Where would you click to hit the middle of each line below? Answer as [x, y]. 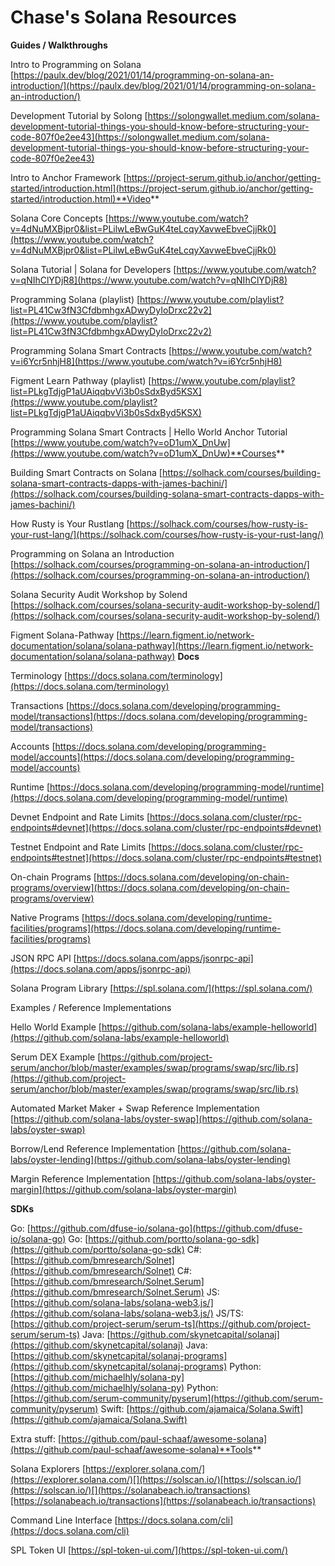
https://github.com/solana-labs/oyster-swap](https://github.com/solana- [163, 1118]
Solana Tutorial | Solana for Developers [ [93, 269]
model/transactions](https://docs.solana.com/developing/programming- [159, 716]
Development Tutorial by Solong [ [79, 115]
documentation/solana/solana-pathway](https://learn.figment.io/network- [162, 645]
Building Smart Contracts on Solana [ [86, 472]
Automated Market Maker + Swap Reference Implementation [135, 1108]
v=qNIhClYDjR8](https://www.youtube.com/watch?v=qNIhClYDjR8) [149, 280]
